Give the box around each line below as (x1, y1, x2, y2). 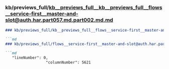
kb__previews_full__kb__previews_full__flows (48, 4, 162, 11)
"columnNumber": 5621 (45, 59, 92, 65)
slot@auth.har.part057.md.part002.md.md (5, 16, 113, 23)
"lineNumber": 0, (12, 55, 49, 60)
